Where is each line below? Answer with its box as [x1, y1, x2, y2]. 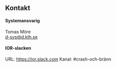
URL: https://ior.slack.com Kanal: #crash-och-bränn [5, 56, 112, 62]
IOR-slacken [5, 45, 31, 51]
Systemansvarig [5, 17, 40, 24]
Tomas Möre [5, 29, 31, 34]
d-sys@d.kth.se [5, 34, 38, 40]
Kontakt [5, 4, 31, 12]
